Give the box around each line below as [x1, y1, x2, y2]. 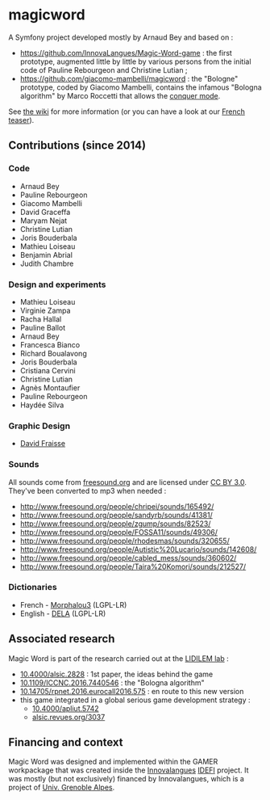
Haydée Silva [19, 400, 64, 410]
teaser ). [8, 115, 35, 124]
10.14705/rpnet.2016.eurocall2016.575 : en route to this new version [19, 686, 244, 696]
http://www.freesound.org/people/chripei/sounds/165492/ [19, 501, 214, 511]
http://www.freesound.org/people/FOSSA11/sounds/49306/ [19, 527, 218, 537]
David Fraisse [19, 439, 66, 448]
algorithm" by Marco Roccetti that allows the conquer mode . [19, 91, 221, 100]
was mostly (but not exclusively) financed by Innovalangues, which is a [8, 774, 244, 784]
